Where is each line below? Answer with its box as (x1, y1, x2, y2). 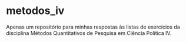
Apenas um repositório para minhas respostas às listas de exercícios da (6, 23, 181, 30)
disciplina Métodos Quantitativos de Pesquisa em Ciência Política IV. (6, 29, 172, 36)
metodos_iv (6, 4, 65, 17)
